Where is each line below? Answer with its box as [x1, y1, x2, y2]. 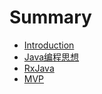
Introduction [23, 39, 75, 51]
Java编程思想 [23, 51, 80, 63]
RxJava [23, 62, 55, 74]
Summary [9, 6, 92, 29]
